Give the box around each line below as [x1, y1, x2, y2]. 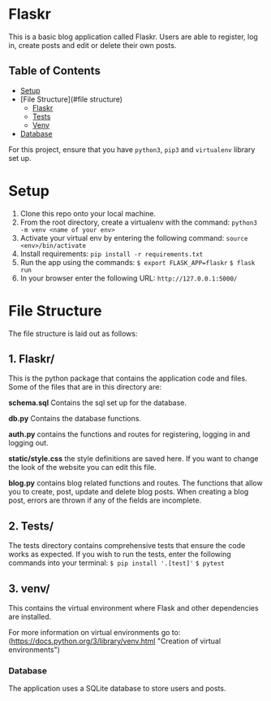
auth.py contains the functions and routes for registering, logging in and [8, 429, 251, 439]
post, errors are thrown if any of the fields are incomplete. [8, 495, 202, 505]
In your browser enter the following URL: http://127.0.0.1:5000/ [19, 273, 238, 283]
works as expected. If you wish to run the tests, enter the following [8, 550, 231, 559]
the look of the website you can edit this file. [8, 463, 157, 472]
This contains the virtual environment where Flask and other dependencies [8, 603, 259, 613]
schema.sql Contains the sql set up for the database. [8, 398, 187, 407]
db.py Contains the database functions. [8, 414, 142, 424]
